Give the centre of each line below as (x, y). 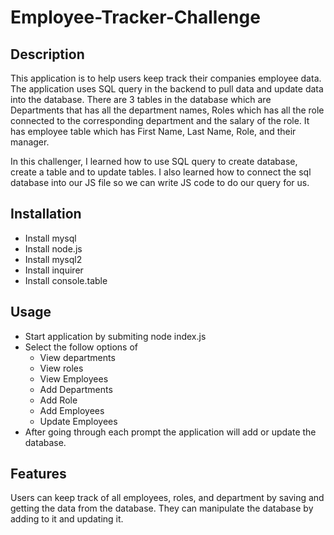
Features (38, 474)
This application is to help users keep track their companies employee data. (166, 78)
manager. (30, 142)
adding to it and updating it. (67, 519)
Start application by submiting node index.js (115, 336)
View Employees (74, 378)
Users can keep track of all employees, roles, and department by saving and (167, 498)
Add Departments (76, 389)
